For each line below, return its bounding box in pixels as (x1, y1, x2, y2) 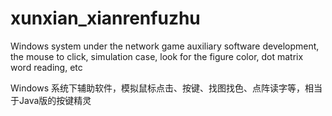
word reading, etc (10, 61, 83, 73)
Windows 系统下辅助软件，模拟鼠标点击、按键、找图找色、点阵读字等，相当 (10, 82, 323, 94)
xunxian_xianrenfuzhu (10, 7, 201, 30)
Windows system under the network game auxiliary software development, (10, 40, 320, 52)
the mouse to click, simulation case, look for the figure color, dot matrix (10, 50, 304, 62)
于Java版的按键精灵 (10, 94, 92, 106)
